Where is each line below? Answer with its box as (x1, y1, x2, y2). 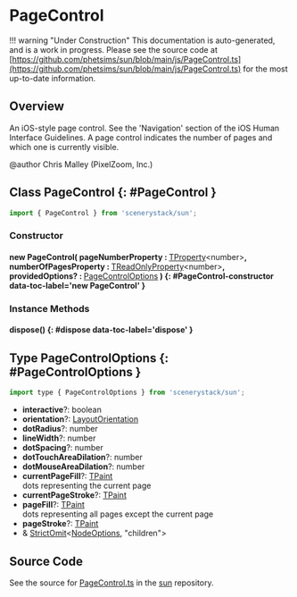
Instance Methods (9, 302, 90, 315)
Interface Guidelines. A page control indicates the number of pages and (9, 131, 273, 143)
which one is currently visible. (9, 141, 120, 152)
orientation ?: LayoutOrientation (21, 414, 139, 425)
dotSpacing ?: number (21, 442, 104, 453)
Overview (9, 99, 65, 114)
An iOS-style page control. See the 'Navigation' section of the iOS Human (9, 122, 280, 133)
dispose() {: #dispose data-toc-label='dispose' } (9, 324, 194, 335)
